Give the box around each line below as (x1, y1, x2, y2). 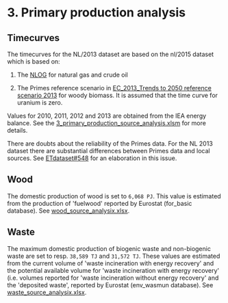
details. (7, 127, 28, 134)
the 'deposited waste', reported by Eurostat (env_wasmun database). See (7, 280, 214, 289)
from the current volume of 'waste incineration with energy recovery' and (7, 259, 214, 267)
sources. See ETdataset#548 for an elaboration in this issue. (7, 154, 177, 162)
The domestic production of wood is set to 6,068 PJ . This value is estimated (7, 192, 221, 200)
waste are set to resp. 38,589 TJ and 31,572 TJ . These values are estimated (7, 252, 220, 260)
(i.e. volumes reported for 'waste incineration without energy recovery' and (7, 274, 219, 282)
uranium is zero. (16, 98, 63, 107)
